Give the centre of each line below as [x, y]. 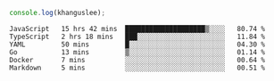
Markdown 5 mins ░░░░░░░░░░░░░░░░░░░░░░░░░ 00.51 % [137, 68]
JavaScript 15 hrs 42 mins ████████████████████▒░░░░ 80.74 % [137, 28]
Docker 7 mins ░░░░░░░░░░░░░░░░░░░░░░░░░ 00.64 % [137, 60]
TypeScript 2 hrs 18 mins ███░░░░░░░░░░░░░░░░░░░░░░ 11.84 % [137, 36]
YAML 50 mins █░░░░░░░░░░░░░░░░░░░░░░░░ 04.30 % [137, 45]
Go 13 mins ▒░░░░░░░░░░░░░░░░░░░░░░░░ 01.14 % [137, 52]
